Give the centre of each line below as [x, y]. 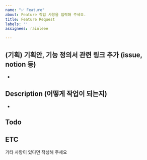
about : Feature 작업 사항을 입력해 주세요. [46, 15]
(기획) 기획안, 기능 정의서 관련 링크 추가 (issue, [74, 55]
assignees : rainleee [27, 29]
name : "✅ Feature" [25, 10]
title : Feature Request [30, 19]
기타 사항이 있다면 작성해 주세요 [36, 152]
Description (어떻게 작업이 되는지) [56, 94]
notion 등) [21, 64]
